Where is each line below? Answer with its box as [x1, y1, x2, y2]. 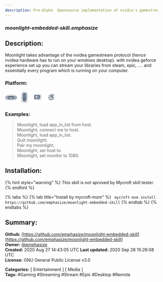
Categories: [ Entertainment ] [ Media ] [5, 266, 83, 272]
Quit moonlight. [16, 137, 48, 143]
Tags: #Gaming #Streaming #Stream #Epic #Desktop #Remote [5, 271, 131, 277]
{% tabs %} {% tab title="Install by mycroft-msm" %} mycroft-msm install [5, 194, 156, 200]
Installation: [5, 167, 42, 175]
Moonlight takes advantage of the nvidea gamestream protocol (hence [5, 52, 147, 58]
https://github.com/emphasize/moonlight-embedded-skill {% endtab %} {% [5, 199, 157, 205]
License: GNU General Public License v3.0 [5, 257, 91, 263]
